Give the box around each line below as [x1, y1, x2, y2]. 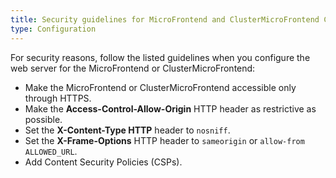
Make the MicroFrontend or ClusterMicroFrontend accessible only [24, 81, 297, 93]
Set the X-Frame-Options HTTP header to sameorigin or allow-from [24, 134, 305, 146]
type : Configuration [10, 24, 97, 34]
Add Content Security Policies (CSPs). [24, 156, 183, 168]
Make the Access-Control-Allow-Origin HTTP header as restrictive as [24, 102, 317, 115]
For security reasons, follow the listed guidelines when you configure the [10, 51, 311, 63]
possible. [24, 113, 63, 125]
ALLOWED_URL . [24, 145, 78, 157]
